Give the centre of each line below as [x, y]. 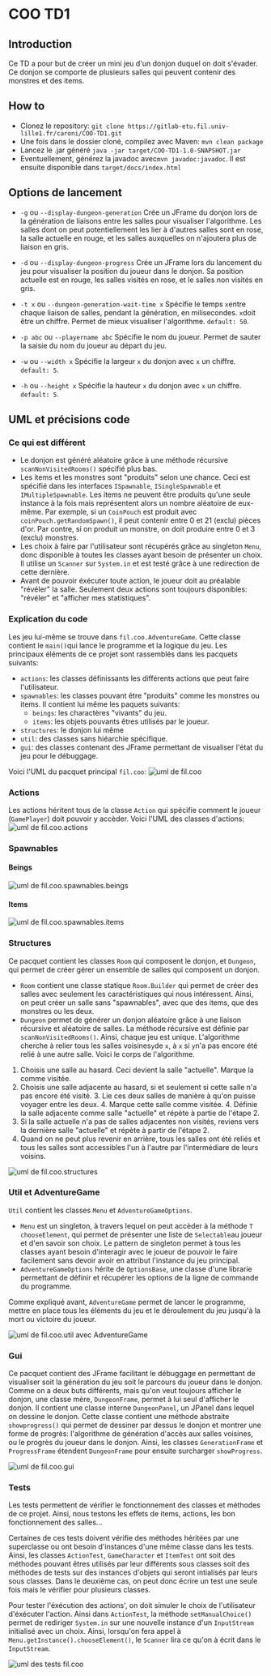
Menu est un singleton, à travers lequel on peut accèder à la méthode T [136, 1225]
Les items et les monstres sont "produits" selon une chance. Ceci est [135, 477]
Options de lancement [66, 192]
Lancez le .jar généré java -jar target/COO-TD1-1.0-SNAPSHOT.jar [130, 150]
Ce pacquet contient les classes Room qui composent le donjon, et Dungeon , [132, 960]
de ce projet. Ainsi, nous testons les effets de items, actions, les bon [122, 1514]
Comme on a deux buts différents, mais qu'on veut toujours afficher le [125, 1391]
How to [27, 106]
